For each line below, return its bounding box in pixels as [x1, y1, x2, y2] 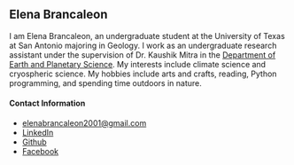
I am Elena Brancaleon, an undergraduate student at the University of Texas [9, 30, 285, 41]
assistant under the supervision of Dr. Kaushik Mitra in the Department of [9, 49, 276, 60]
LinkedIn [21, 128, 54, 138]
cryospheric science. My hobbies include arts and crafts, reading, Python [9, 68, 277, 79]
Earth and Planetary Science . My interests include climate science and [9, 59, 267, 69]
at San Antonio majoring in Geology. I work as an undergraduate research [9, 40, 277, 51]
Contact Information [9, 98, 86, 109]
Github [21, 137, 47, 147]
